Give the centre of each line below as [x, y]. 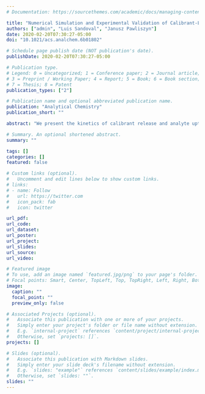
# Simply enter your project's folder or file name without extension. [102, 325]
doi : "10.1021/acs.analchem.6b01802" [54, 40]
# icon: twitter [30, 208]
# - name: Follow [28, 190]
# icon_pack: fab [31, 202]
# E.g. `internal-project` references [59, 331]
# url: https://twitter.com [45, 196]
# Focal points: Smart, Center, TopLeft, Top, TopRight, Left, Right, [98, 281]
